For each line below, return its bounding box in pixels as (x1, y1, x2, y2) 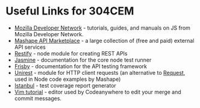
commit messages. (14, 95, 61, 102)
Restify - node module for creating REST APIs (14, 49, 128, 57)
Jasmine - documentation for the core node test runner (14, 56, 152, 63)
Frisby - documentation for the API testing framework (14, 62, 148, 70)
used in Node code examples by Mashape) (14, 75, 121, 83)
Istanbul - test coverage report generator (14, 81, 117, 89)
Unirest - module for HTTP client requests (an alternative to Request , (14, 69, 186, 76)
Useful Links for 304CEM (5, 4, 134, 18)
